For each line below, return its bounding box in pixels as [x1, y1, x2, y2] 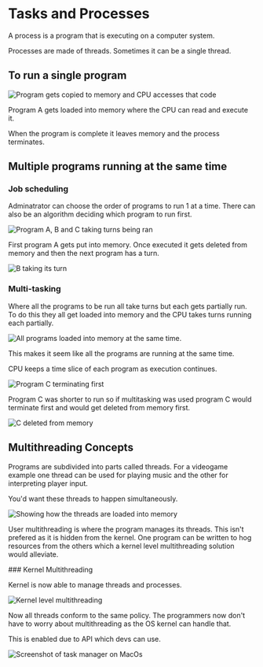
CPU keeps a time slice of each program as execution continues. [8, 364, 217, 373]
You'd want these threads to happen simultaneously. [8, 494, 178, 503]
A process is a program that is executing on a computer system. [8, 31, 215, 40]
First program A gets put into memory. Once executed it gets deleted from [8, 240, 247, 250]
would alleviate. [8, 549, 59, 559]
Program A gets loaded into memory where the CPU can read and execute [8, 105, 249, 114]
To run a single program [8, 69, 127, 83]
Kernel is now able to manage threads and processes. [8, 580, 182, 589]
